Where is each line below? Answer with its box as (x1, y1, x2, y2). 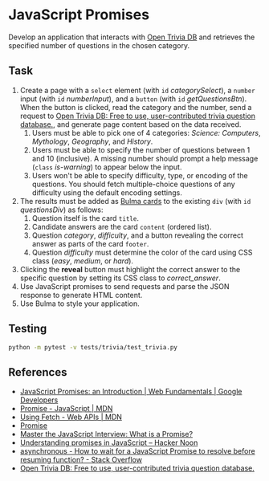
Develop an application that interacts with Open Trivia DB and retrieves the (8, 32, 255, 42)
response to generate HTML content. (19, 290, 143, 300)
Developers (19, 395, 59, 405)
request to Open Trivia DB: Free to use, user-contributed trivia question (19, 111, 255, 120)
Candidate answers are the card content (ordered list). (31, 222, 212, 231)
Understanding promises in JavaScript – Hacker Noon (19, 438, 198, 447)
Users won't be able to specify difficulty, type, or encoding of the (31, 170, 248, 180)
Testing (8, 322, 47, 336)
